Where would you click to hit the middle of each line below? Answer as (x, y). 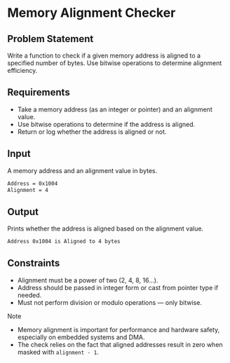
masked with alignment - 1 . (58, 352)
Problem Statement (50, 39)
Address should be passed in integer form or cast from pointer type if (118, 287)
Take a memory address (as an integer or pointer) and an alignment (115, 109)
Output (23, 212)
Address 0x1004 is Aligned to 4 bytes (64, 242)
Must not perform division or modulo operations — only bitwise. (109, 302)
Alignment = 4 (28, 190)
